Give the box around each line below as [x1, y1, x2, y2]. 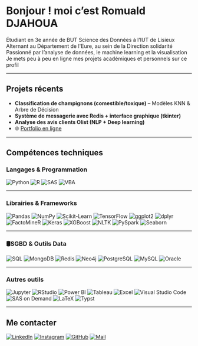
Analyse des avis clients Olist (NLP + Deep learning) [14, 118, 145, 125]
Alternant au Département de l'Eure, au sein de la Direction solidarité [6, 43, 173, 50]
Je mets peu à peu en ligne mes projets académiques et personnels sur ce [6, 55, 187, 62]
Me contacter [6, 318, 57, 328]
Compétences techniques [6, 148, 103, 158]
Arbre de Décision [14, 106, 59, 113]
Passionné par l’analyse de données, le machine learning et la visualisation [6, 48, 187, 56]
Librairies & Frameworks [6, 199, 78, 207]
